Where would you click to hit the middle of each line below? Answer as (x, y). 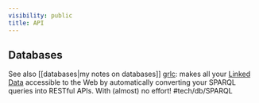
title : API (26, 23)
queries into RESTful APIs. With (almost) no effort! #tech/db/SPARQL (120, 91)
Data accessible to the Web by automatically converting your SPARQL (122, 82)
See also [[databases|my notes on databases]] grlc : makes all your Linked (129, 74)
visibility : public (41, 15)
